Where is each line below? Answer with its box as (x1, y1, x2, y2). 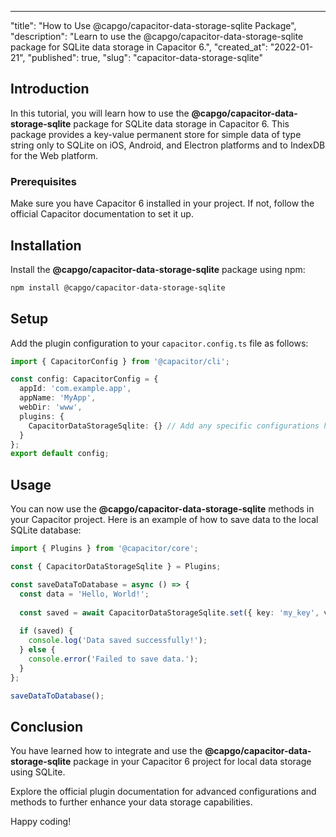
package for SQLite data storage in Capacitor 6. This (73, 117, 290, 130)
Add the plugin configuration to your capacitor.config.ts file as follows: (10, 337, 309, 349)
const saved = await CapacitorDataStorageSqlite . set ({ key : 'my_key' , (19, 607, 320, 618)
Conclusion (10, 718, 84, 735)
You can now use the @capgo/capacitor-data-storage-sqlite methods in (10, 503, 315, 515)
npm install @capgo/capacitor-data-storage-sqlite (10, 282, 226, 293)
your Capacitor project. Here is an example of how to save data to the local (10, 514, 319, 526)
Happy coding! (10, 816, 72, 828)
